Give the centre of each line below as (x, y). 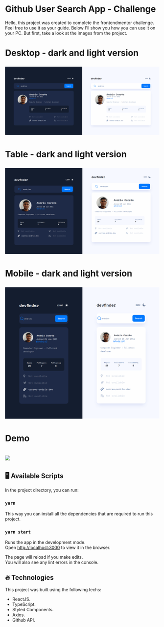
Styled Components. (33, 609)
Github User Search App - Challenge (81, 9)
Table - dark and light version (66, 154)
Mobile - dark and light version (69, 273)
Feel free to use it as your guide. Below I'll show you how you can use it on (80, 28)
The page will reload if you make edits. (44, 557)
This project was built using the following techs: (53, 589)
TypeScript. (24, 604)
